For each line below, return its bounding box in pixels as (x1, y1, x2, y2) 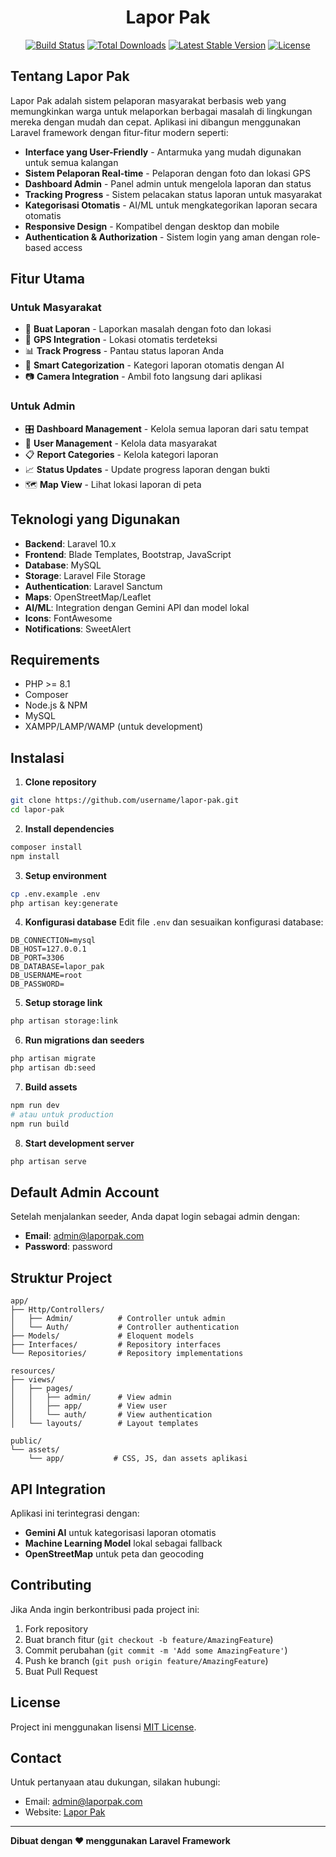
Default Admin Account (10, 1184, 160, 1201)
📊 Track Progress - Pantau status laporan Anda (24, 345, 225, 357)
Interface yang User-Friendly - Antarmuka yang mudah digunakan (24, 146, 302, 158)
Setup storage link (24, 997, 103, 1009)
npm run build (10, 1119, 70, 1129)
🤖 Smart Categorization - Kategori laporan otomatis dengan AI (24, 359, 285, 371)
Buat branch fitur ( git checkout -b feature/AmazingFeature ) (24, 1633, 274, 1645)
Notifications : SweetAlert (24, 622, 132, 635)
